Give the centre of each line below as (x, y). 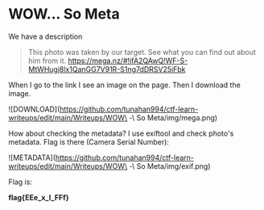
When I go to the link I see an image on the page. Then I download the (125, 85)
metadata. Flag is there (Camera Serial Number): (89, 141)
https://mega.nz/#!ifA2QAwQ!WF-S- (128, 61)
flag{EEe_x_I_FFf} (39, 197)
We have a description (45, 36)
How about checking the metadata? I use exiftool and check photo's (121, 133)
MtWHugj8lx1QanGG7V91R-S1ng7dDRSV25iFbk (107, 69)
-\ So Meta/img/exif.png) (170, 166)
